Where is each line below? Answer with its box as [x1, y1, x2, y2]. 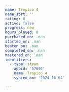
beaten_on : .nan [5, 44, 38, 48]
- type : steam [9, 62, 38, 67]
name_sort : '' [5, 12, 34, 17]
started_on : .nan [5, 39, 41, 44]
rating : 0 [5, 16, 26, 21]
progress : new [5, 25, 34, 30]
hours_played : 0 [5, 30, 38, 35]
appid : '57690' [14, 67, 45, 71]
